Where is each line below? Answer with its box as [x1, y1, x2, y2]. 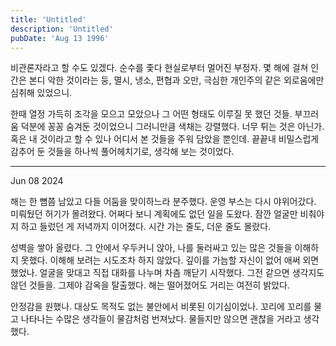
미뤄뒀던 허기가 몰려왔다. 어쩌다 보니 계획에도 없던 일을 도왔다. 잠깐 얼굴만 [10, 208, 298, 220]
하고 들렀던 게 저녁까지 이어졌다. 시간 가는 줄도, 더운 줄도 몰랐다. [20, 221, 272, 233]
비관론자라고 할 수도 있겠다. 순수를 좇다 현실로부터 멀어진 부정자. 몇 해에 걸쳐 [10, 62, 309, 74]
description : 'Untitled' [10, 24, 114, 34]
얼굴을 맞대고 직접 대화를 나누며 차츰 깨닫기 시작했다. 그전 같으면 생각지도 [39, 267, 325, 279]
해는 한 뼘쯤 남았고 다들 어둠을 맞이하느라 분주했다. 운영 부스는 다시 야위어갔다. [10, 196, 317, 208]
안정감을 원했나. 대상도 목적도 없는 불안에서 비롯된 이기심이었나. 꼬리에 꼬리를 [10, 301, 312, 313]
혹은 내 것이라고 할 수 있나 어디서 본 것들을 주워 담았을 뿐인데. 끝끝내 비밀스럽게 [10, 133, 320, 145]
